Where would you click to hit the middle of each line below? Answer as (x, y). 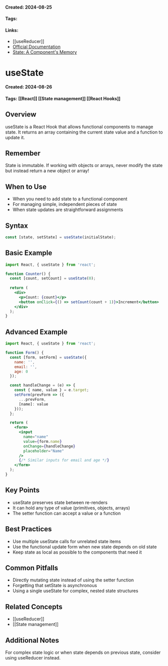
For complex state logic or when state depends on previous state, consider (83, 652)
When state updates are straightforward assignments (68, 210)
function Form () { (24, 353)
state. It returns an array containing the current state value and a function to (84, 132)
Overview (21, 115)
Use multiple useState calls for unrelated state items (67, 541)
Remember (23, 153)
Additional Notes (32, 640)
